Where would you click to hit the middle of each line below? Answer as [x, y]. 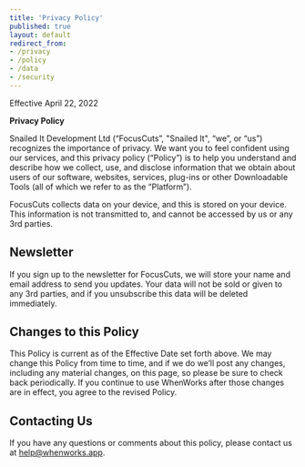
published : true [40, 26]
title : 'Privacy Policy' [56, 18]
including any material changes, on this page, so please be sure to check [147, 373]
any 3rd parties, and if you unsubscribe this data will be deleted [129, 293]
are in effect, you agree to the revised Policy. [93, 392]
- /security [32, 77]
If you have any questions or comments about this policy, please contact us [151, 443]
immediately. [33, 303]
